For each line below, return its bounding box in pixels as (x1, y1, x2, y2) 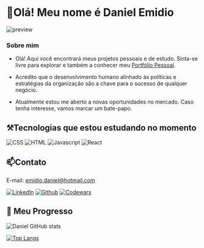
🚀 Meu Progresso (6, 206, 73, 217)
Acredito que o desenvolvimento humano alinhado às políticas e (15, 73, 177, 81)
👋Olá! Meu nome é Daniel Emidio (6, 6, 174, 20)
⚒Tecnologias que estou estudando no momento (6, 122, 197, 133)
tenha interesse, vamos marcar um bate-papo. (15, 105, 133, 112)
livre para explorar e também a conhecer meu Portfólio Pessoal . (15, 61, 176, 69)
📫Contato (6, 157, 47, 168)
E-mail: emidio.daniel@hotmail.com (6, 176, 95, 184)
